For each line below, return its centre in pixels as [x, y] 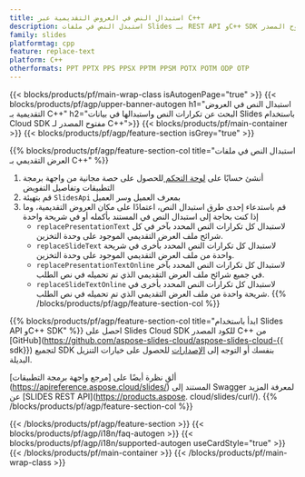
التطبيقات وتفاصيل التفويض [69, 187]
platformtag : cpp [42, 43]
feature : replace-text [52, 52]
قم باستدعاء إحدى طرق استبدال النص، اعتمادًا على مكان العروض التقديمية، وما [154, 206]
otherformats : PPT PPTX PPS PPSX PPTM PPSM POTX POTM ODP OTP [129, 69]
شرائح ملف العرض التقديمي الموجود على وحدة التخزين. [130, 235]
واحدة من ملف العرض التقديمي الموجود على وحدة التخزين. [135, 254]
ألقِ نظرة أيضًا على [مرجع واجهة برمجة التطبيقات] [93, 377]
